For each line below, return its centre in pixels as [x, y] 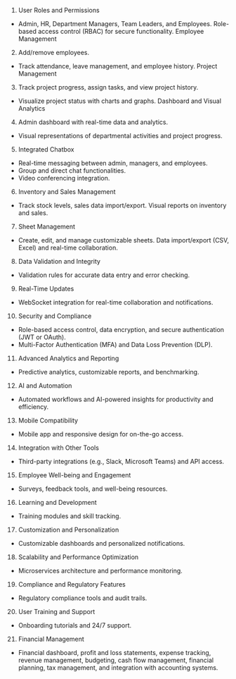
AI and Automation [45, 386]
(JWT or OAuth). [42, 337]
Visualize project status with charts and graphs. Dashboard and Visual [120, 101]
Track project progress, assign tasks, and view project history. [108, 87]
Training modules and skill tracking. [70, 516]
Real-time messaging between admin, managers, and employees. [113, 163]
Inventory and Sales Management [67, 192]
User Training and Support [57, 612]
